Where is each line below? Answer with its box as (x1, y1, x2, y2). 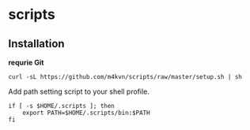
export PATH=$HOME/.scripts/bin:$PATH (22, 109, 150, 117)
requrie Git (8, 58, 44, 67)
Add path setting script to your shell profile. (8, 87, 150, 96)
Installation (8, 37, 65, 50)
